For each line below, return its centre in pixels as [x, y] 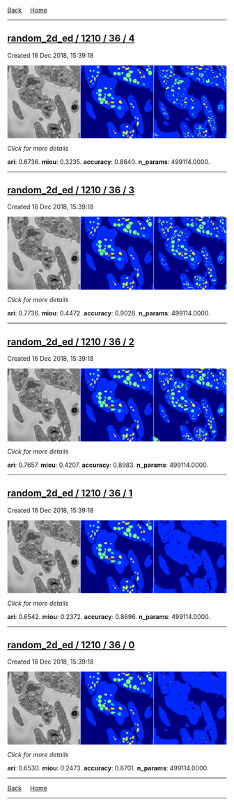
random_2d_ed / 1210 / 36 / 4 [71, 39]
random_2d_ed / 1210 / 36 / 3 [71, 190]
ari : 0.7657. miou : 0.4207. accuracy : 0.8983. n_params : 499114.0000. [108, 465]
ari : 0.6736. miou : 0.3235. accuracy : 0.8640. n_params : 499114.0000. [109, 162]
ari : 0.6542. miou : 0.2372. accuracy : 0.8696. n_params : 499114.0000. [109, 616]
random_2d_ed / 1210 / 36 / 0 [71, 645]
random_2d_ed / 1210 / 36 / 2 [71, 342]
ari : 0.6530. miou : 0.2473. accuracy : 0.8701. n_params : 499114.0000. [108, 768]
